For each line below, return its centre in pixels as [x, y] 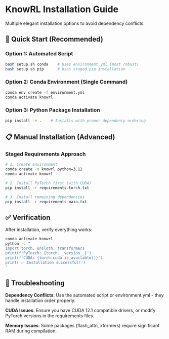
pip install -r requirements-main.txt [46, 202]
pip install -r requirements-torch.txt [47, 188]
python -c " [18, 244]
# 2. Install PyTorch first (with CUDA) [49, 183]
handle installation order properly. [40, 300]
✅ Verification [28, 217]
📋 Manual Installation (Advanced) [60, 137]
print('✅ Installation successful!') [46, 262]
